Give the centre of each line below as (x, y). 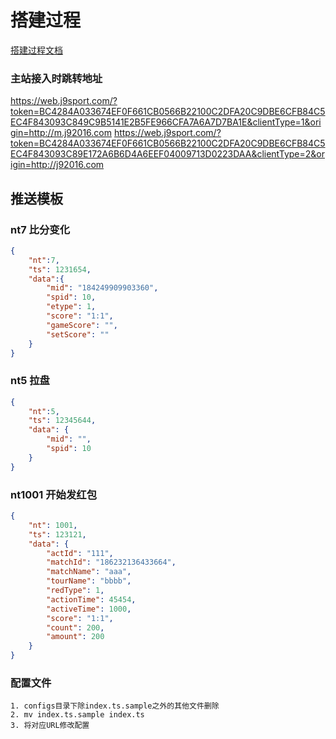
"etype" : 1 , (71, 307)
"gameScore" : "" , (82, 325)
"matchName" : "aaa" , (89, 572)
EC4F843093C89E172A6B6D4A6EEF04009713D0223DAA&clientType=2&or (167, 154)
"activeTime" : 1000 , (89, 609)
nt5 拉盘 (30, 381)
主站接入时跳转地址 (56, 78)
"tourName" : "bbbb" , (89, 581)
